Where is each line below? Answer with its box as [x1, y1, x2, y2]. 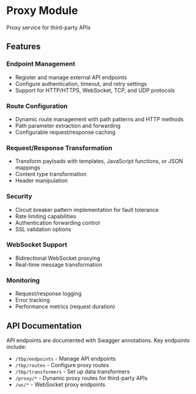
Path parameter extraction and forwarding [15, 122, 121, 129]
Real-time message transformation [15, 261, 102, 268]
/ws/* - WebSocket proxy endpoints [15, 381, 105, 388]
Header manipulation [15, 177, 68, 185]
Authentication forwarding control [15, 219, 100, 226]
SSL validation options [15, 225, 72, 233]
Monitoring [6, 276, 40, 284]
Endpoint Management [6, 60, 75, 68]
